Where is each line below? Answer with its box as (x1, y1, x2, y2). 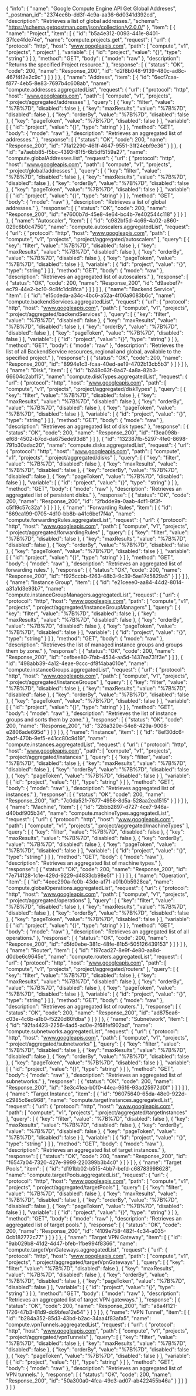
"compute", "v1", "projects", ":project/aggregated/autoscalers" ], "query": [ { (6, 236, 190, 242)
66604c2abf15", (6, 373, 45, 380)
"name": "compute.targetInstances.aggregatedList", (47, 1097, 173, 1103)
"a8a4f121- (151, 1303, 178, 1309)
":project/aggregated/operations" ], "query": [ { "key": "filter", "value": (6, 897, 176, 903)
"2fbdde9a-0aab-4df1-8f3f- (94, 498, 163, 504)
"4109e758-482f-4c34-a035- (94, 1228, 167, 1235)
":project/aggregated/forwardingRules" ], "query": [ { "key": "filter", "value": (6, 529, 189, 536)
